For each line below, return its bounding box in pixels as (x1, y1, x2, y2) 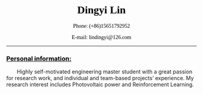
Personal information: (6, 54, 72, 63)
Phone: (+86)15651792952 (72, 22, 130, 29)
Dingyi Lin (77, 4, 126, 16)
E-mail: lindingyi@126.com (71, 34, 132, 40)
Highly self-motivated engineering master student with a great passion (17, 68, 193, 75)
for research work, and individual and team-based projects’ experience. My (6, 75, 195, 82)
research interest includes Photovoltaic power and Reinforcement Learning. (6, 81, 195, 88)
